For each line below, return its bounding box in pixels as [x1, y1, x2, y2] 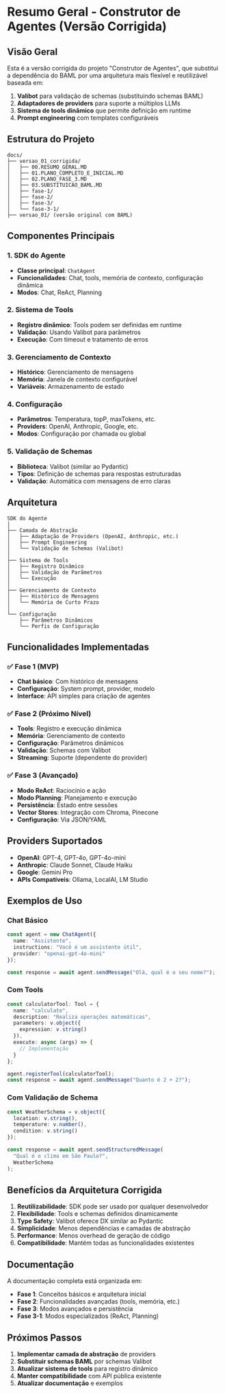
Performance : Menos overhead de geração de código [16, 1232, 170, 1240]
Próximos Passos [7, 1332, 82, 1343]
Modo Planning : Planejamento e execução [16, 794, 137, 802]
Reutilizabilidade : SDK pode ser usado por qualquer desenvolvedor [16, 1202, 209, 1211]
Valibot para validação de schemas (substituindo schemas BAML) [16, 92, 204, 100]
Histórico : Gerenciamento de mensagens [16, 368, 134, 377]
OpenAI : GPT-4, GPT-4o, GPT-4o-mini [16, 853, 127, 861]
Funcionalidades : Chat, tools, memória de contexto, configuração [16, 273, 204, 281]
